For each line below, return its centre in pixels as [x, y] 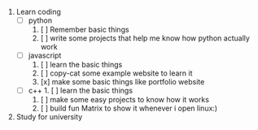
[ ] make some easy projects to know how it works [125, 100]
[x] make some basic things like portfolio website [122, 82]
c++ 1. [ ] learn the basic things [80, 91]
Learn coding [38, 12]
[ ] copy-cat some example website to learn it [116, 73]
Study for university [49, 117]
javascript [45, 55]
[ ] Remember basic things [85, 30]
